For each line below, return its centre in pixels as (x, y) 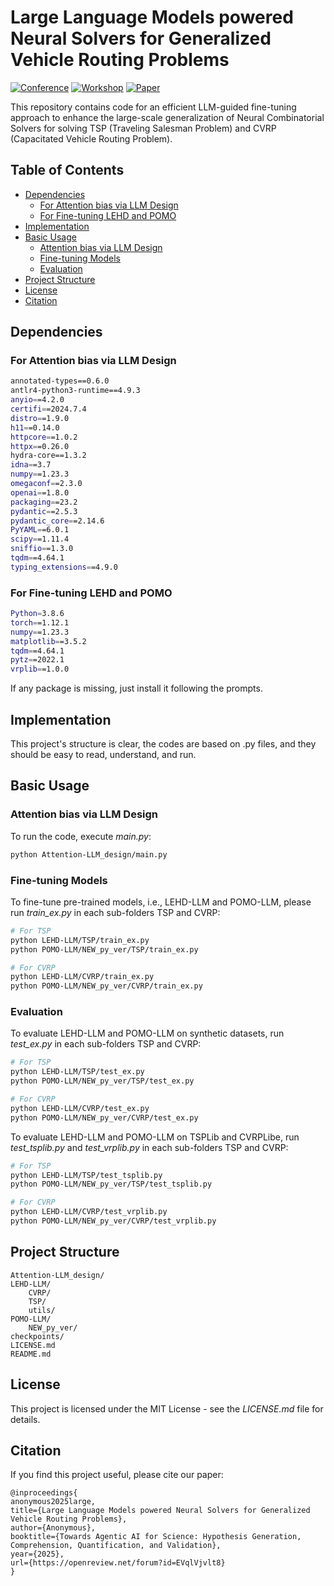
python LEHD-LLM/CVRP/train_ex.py (82, 977)
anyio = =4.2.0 (37, 400)
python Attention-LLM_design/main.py (89, 854)
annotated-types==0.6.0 (60, 381)
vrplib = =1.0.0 (40, 669)
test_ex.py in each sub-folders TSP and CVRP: (106, 1044)
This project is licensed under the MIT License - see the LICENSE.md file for (167, 1408)
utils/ (42, 1310)
